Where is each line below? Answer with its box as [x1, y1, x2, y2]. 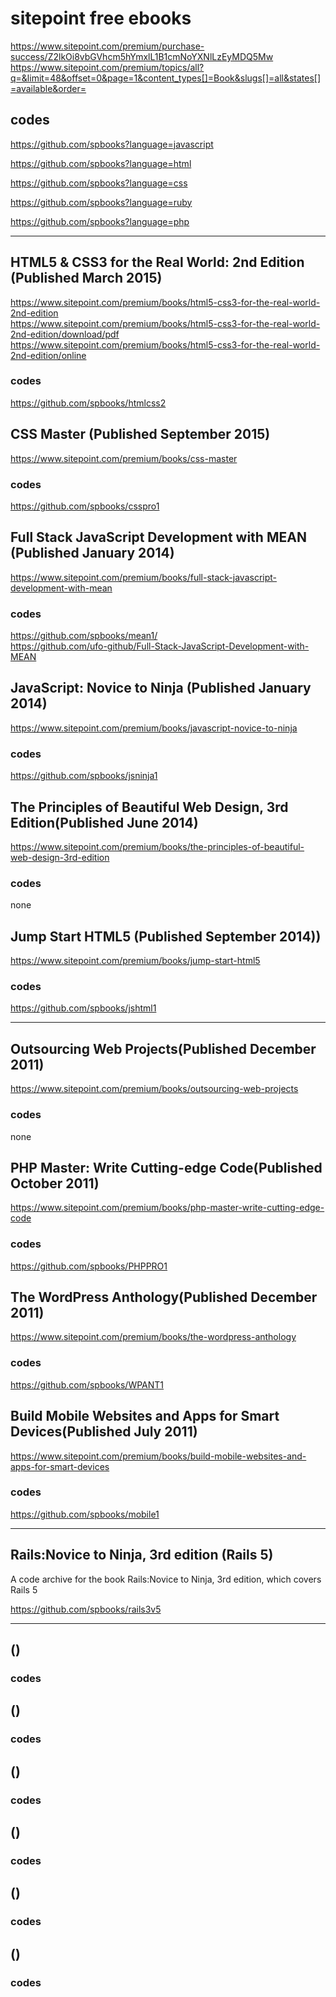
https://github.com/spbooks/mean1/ [10, 630, 158, 642]
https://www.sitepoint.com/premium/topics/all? [10, 61, 205, 73]
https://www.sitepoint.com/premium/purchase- [10, 40, 205, 52]
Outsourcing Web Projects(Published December [10, 1040, 317, 1057]
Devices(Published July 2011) [10, 1423, 198, 1441]
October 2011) [10, 1175, 100, 1192]
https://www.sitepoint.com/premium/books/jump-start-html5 [10, 955, 261, 967]
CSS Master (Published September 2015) [10, 426, 271, 443]
